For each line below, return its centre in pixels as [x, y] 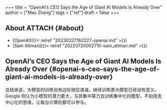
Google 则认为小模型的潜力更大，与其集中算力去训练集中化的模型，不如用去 [83, 96]
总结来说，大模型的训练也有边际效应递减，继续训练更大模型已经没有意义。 [82, 89]
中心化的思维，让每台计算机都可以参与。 [47, 102]
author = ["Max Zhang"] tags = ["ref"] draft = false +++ [62, 12]
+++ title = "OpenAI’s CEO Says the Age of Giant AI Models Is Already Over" [84, 7]
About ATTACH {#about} [45, 28]
